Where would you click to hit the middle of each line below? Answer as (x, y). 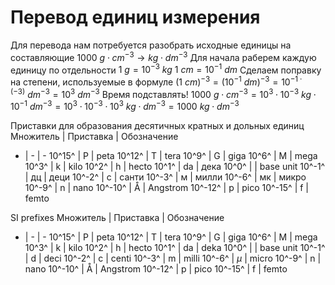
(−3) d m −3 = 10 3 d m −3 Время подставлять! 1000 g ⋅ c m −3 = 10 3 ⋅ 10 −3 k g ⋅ (163, 93)
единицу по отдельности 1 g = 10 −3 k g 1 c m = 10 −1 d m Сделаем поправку (166, 69)
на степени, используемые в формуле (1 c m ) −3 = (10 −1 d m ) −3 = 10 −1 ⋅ (156, 81)
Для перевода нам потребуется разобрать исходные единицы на (151, 45)
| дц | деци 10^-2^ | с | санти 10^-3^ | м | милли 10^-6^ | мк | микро (165, 177)
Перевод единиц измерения (135, 17)
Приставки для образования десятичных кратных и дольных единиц (157, 126)
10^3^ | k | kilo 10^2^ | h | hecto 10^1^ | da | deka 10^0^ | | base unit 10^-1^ (175, 248)
